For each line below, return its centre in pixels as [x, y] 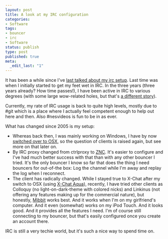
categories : [18, 19]
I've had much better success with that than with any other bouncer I [83, 157]
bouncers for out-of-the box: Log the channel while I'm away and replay [87, 168]
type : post [17, 52]
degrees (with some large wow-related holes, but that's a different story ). [81, 96]
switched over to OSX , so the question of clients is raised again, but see [87, 142]
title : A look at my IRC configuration [47, 15]
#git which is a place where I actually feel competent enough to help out [80, 111]
